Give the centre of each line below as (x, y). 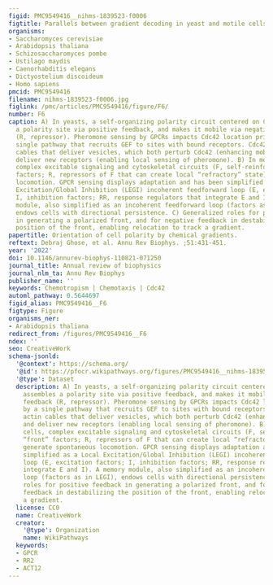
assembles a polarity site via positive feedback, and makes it (134, 394)
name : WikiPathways (56, 538)
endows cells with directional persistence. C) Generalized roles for (138, 212)
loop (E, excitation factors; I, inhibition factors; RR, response (139, 462)
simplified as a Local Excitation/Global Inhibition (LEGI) (127, 455)
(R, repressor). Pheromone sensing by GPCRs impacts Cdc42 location (134, 137)
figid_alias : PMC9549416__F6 (58, 303)
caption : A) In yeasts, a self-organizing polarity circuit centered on (134, 122)
